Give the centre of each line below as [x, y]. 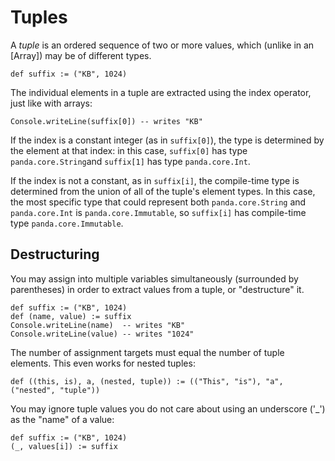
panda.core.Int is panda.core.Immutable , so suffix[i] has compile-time [158, 212]
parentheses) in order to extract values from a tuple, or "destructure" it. [157, 289]
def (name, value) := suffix [71, 316]
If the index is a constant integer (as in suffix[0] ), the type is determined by [167, 140]
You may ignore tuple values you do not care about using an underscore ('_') [168, 408]
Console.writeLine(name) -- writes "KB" [98, 325]
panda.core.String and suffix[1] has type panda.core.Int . [130, 161]
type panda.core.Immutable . [67, 223]
